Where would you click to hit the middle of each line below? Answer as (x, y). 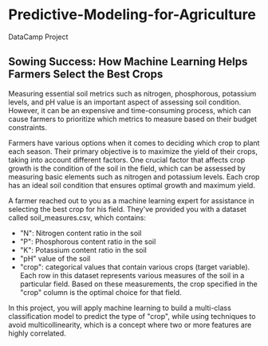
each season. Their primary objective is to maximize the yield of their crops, (133, 151)
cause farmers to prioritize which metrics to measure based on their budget (133, 119)
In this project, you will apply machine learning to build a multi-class (120, 308)
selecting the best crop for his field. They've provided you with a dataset (128, 209)
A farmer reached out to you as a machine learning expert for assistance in (132, 200)
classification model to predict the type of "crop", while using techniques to (132, 316)
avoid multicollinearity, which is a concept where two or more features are (130, 324)
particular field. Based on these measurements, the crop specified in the (138, 284)
